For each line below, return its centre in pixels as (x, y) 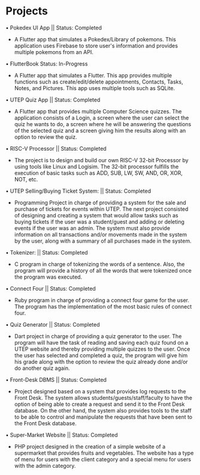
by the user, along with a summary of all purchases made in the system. (103, 241)
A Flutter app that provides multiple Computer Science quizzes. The (98, 111)
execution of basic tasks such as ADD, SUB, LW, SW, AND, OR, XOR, (99, 173)
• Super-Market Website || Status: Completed (62, 435)
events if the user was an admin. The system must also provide (92, 228)
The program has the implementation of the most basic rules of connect (103, 306)
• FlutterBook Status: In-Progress (47, 64)
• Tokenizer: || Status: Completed (47, 252)
